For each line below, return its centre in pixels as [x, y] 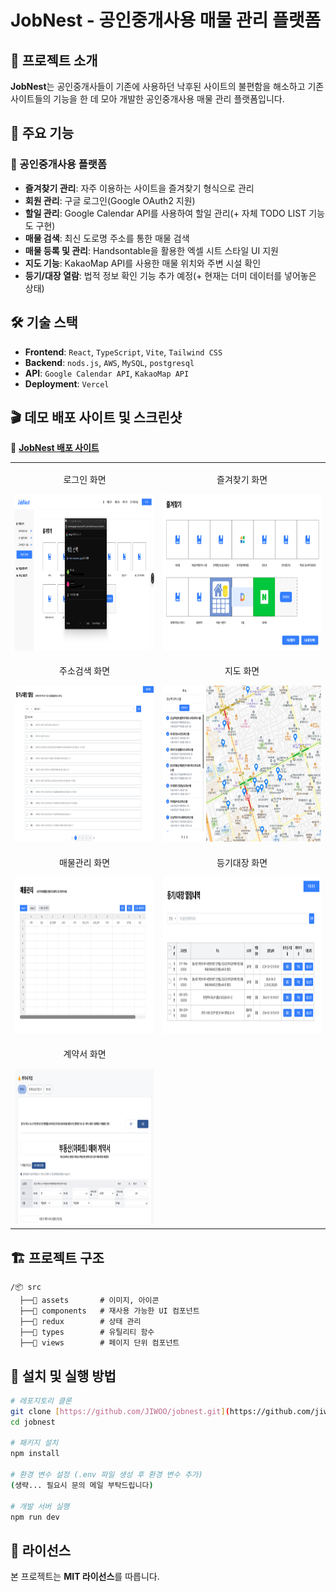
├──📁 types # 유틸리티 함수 [87, 1332]
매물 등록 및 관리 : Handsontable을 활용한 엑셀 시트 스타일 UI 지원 [151, 250]
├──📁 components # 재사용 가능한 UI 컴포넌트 [109, 1311]
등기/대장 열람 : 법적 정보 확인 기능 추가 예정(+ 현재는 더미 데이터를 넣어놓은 [170, 275]
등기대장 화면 [242, 862]
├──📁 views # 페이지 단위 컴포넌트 [99, 1343]
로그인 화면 [85, 480]
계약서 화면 [85, 1053]
